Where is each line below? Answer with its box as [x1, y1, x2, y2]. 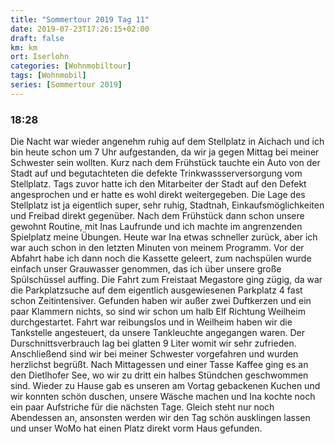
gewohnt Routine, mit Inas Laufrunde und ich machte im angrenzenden [10, 221, 303, 233]
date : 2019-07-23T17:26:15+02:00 [10, 24, 150, 34]
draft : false [10, 33, 65, 43]
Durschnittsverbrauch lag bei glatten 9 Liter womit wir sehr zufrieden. [10, 337, 297, 350]
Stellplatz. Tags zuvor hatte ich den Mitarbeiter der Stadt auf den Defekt [10, 178, 307, 190]
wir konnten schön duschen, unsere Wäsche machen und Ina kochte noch [10, 391, 316, 403]
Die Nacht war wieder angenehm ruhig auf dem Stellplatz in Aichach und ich [10, 136, 325, 148]
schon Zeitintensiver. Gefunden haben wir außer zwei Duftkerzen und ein [10, 295, 312, 307]
